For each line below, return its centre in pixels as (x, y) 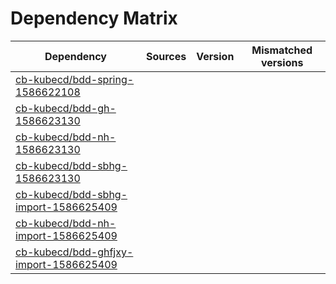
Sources (166, 56)
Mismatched (282, 50)
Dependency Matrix (94, 18)
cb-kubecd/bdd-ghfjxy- (74, 252)
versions (282, 62)
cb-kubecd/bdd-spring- (75, 79)
